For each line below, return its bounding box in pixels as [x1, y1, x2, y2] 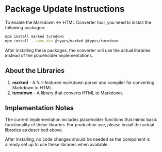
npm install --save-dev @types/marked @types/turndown [5, 38, 118, 43]
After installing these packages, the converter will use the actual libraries [5, 47, 150, 53]
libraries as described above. [5, 127, 63, 133]
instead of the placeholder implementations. [5, 52, 93, 58]
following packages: [5, 24, 46, 30]
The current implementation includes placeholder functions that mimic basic [5, 117, 158, 122]
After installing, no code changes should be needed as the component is [5, 136, 150, 142]
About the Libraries [5, 67, 65, 75]
